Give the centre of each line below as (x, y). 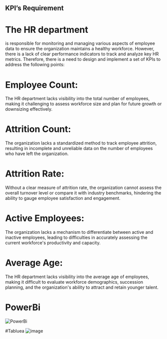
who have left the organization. (37, 154)
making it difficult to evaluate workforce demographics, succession (74, 282)
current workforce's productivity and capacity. (53, 243)
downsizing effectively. (29, 109)
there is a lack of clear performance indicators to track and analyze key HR (82, 54)
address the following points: (35, 65)
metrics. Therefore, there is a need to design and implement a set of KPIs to (83, 59)
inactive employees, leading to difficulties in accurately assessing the (77, 238)
